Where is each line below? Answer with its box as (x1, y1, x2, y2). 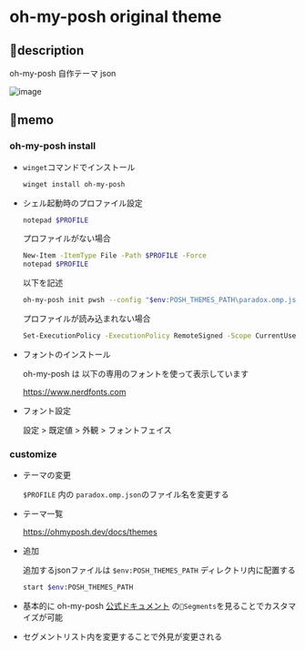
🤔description (9, 43, 85, 58)
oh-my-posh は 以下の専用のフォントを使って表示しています (22, 368, 249, 379)
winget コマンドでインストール (22, 161, 136, 172)
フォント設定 (22, 405, 71, 416)
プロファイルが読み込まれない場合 (22, 313, 151, 324)
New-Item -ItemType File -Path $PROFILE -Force (22, 251, 208, 260)
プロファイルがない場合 (22, 233, 111, 244)
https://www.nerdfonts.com (22, 386, 127, 397)
